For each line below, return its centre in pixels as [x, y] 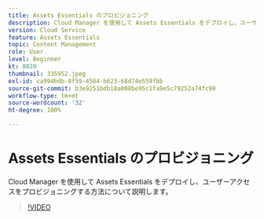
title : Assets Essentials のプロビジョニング [79, 15]
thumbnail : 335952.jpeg [47, 74]
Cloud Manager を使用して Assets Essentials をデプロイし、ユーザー [119, 181]
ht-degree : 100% [35, 111]
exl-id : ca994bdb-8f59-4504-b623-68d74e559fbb [86, 81]
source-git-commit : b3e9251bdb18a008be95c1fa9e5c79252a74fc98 [112, 88]
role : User [26, 52]
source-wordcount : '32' [47, 103]
